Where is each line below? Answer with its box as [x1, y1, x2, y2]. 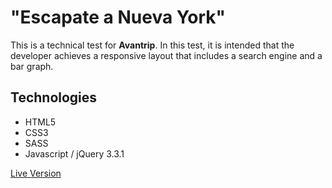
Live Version [10, 167, 62, 179]
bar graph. [10, 60, 54, 72]
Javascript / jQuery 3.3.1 [24, 147, 125, 160]
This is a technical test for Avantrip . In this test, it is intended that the [10, 39, 295, 51]
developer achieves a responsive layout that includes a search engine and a [10, 49, 323, 61]
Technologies [10, 89, 98, 106]
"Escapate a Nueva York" [10, 6, 226, 29]
